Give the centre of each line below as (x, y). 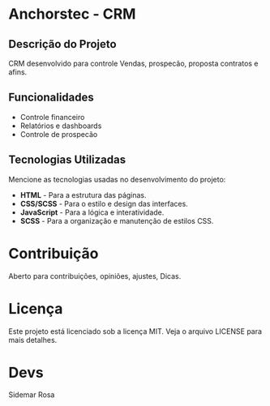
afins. (18, 72)
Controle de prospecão (59, 134)
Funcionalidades (51, 98)
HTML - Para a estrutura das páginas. (84, 194)
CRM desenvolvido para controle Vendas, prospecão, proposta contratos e (133, 63)
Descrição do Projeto (62, 44)
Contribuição (54, 253)
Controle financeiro (52, 117)
